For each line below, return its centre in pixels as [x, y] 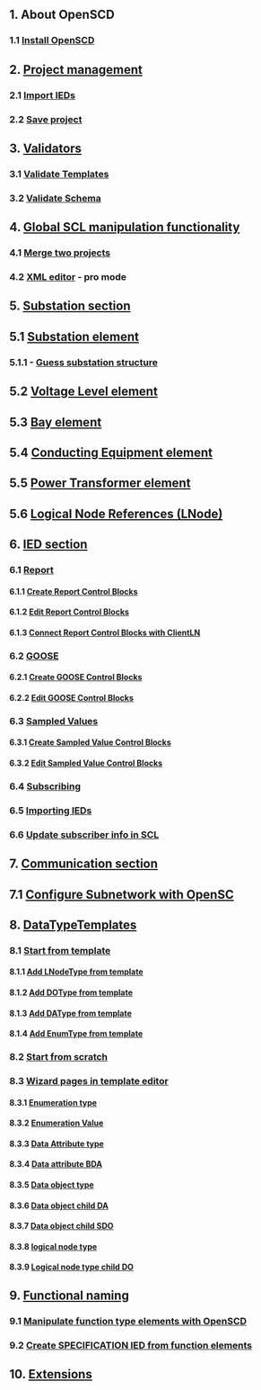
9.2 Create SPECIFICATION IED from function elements [131, 1345]
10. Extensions [51, 1374]
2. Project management [76, 70]
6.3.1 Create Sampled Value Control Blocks [91, 742]
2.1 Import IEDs [43, 95]
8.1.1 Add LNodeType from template [76, 972]
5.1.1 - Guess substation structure [84, 362]
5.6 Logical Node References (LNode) [116, 513]
